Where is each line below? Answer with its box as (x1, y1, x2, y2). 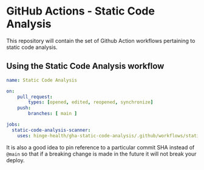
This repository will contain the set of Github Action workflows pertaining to (6, 37, 195, 44)
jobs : (6, 122, 20, 128)
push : (17, 105, 32, 111)
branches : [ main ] (28, 111, 78, 117)
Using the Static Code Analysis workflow (6, 61, 165, 71)
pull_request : (17, 94, 53, 100)
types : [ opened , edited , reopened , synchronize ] (28, 99, 154, 105)
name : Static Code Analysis (6, 77, 78, 83)
